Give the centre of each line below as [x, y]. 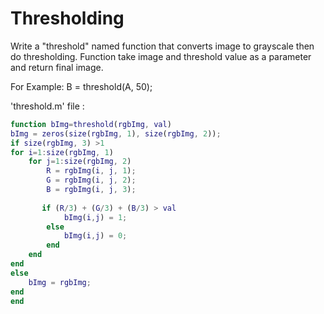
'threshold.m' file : [47, 106]
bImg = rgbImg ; [60, 282]
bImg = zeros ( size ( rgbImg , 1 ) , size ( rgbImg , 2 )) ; [116, 133]
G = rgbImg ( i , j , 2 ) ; [91, 180]
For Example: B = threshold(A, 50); [81, 86]
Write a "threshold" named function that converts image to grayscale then [162, 46]
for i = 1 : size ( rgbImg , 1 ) [62, 152]
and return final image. [57, 67]
